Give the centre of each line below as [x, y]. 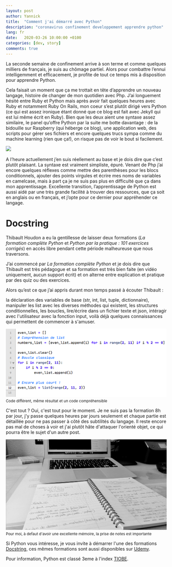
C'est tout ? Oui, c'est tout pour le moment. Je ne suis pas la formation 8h [83, 410]
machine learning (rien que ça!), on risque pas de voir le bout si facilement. [85, 139]
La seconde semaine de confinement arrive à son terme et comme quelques [86, 63]
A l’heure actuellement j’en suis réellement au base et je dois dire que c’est [84, 159]
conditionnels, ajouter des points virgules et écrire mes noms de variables [83, 175]
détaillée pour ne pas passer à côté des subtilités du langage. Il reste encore [86, 421]
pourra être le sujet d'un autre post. [43, 432]
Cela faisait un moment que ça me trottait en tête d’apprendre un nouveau [83, 90]
